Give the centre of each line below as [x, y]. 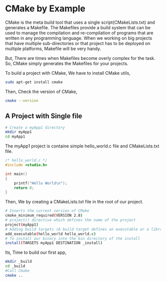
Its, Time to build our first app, [36, 252]
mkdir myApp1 [19, 132]
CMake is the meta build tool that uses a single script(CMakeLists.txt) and [80, 22]
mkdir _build [19, 262]
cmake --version [22, 100]
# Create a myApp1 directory [35, 127]
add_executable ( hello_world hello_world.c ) [51, 234]
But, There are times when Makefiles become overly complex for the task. [80, 58]
